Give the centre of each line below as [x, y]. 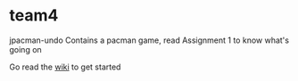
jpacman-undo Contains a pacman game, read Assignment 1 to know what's [149, 40]
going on [25, 49]
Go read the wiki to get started [65, 67]
